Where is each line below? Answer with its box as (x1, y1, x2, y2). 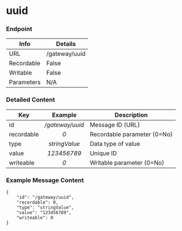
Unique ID (89, 149, 117, 157)
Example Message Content (6, 176, 85, 184)
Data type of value (89, 139, 141, 148)
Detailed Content (6, 96, 55, 104)
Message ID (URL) (89, 121, 140, 129)
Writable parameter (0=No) (89, 159, 164, 167)
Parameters (9, 78, 41, 86)
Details (55, 40, 76, 48)
